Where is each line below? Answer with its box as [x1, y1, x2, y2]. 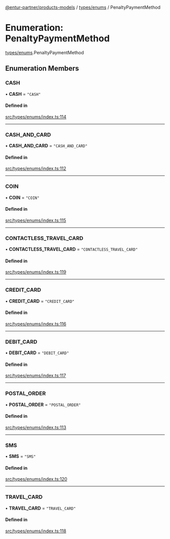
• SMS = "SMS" [5, 453, 36, 459]
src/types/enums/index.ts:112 [5, 166, 67, 172]
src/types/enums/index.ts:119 [5, 269, 67, 275]
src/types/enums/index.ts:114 [5, 113, 67, 120]
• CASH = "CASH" [5, 91, 41, 97]
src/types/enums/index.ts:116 [5, 321, 67, 327]
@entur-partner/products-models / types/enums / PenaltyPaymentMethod [5, 5, 161, 10]
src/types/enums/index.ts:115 [5, 217, 67, 223]
